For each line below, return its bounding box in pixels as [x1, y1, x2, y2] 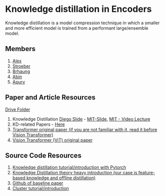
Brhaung [12, 68, 30, 74]
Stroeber [12, 63, 31, 69]
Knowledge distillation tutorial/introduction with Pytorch [12, 164, 127, 170]
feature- [138, 170, 156, 176]
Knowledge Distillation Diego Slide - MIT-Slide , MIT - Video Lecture [12, 116, 151, 122]
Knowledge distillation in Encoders [5, 3, 152, 15]
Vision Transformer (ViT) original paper [12, 137, 93, 143]
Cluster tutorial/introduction [12, 186, 69, 192]
